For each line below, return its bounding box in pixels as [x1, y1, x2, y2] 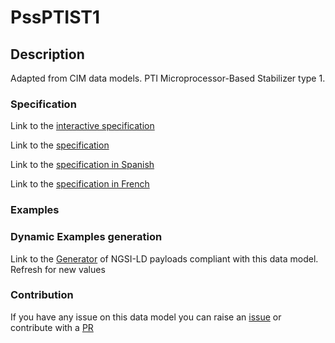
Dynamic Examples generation [10, 230, 163, 244]
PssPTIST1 [10, 6, 101, 29]
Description [10, 46, 85, 63]
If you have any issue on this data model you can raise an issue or [10, 311, 282, 323]
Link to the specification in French [10, 178, 150, 190]
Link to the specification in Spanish [10, 159, 155, 171]
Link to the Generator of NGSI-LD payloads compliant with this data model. [10, 252, 319, 265]
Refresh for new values [10, 263, 106, 275]
